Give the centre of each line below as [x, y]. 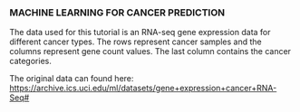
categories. [30, 61]
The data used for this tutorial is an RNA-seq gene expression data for [140, 33]
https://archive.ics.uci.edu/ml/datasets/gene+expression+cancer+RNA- [143, 89]
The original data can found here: [72, 79]
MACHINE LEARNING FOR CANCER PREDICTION [117, 13]
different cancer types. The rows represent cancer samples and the [135, 42]
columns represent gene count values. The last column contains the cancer [150, 51]
